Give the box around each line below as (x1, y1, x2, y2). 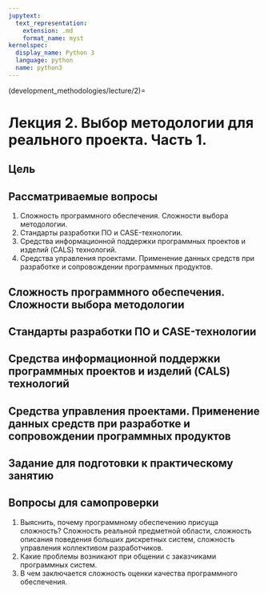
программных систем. (19, 559, 98, 569)
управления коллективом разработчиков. (19, 543, 164, 552)
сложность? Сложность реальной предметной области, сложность (19, 526, 252, 535)
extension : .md (22, 26, 74, 34)
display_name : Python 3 (15, 49, 94, 57)
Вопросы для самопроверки (8, 496, 159, 510)
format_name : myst (22, 34, 84, 42)
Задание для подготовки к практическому (8, 457, 234, 471)
